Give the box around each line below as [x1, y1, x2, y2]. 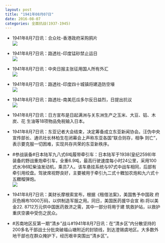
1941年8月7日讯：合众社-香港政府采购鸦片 [12, 35, 98, 41]
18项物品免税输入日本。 [39, 118, 88, 124]
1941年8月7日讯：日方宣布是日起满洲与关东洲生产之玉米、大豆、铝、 [12, 112, 152, 118]
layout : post [5, 7, 32, 12]
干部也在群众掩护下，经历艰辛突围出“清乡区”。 [16, 233, 112, 239]
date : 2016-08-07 [5, 16, 41, 21]
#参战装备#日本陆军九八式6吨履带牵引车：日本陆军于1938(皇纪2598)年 [12, 151, 157, 158]
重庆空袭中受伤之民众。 [12, 210, 60, 216]
